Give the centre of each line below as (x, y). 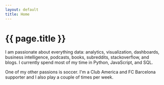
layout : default (22, 10)
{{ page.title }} (36, 39)
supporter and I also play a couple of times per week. (59, 77)
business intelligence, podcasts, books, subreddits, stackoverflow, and (77, 57)
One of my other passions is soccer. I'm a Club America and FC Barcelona (81, 72)
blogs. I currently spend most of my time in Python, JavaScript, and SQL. (79, 62)
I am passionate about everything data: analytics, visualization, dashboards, (82, 52)
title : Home (17, 14)
